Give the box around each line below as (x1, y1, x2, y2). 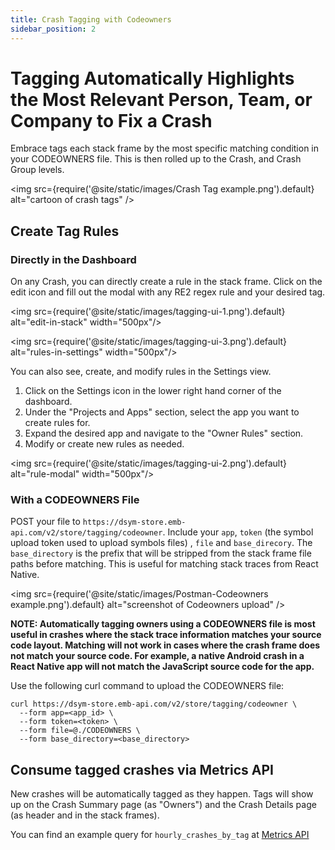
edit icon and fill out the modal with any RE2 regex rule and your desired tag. (10, 286, 326, 298)
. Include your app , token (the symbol (162, 526, 314, 538)
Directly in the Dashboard (10, 252, 137, 266)
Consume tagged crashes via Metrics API (10, 761, 274, 778)
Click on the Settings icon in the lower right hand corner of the (24, 385, 282, 397)
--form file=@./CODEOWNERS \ (19, 726, 141, 736)
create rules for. (24, 417, 91, 429)
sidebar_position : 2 (10, 24, 97, 34)
